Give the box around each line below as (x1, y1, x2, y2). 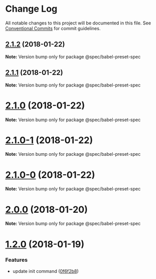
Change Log (5, 3, 57, 15)
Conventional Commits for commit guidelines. (5, 25, 101, 31)
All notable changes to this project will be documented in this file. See (5, 20, 151, 26)
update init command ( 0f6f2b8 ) (12, 268, 79, 274)
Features (5, 257, 28, 264)
